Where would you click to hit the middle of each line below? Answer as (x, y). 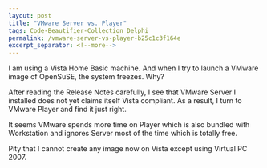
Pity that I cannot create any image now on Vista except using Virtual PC (128, 149)
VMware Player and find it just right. (67, 110)
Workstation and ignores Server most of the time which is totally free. (123, 134)
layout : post (30, 16)
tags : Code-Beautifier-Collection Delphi (79, 30)
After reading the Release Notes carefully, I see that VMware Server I (122, 92)
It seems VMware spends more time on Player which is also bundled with (129, 125)
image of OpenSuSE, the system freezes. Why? (86, 77)
